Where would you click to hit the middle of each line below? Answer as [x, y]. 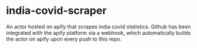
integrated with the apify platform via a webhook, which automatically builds [98, 32]
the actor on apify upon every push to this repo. [64, 39]
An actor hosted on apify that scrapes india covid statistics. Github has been [98, 27]
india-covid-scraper [56, 11]
